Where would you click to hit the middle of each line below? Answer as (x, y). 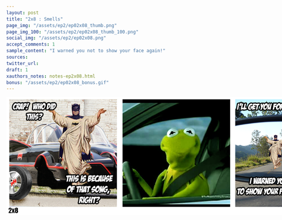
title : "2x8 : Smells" (35, 19)
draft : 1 (17, 70)
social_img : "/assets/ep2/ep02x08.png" (56, 38)
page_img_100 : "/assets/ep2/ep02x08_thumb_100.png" (72, 32)
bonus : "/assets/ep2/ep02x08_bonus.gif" (58, 82)
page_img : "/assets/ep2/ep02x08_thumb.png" (62, 25)
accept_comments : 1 (31, 44)
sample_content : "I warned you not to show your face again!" (86, 51)
